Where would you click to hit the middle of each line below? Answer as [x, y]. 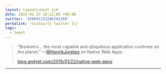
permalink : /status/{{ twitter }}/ [42, 23]
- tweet [18, 33]
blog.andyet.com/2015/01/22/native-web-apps [65, 61]
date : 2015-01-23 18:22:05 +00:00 [41, 14]
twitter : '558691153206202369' [37, 19]
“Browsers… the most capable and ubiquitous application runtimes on [88, 47]
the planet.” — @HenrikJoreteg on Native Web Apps [70, 52]
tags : [11, 28]
